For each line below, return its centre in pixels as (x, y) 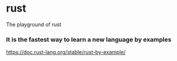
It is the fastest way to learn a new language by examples (89, 40)
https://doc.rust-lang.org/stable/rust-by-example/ (66, 52)
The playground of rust (34, 24)
